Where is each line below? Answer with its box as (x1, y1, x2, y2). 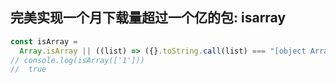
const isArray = (10, 36, 78, 47)
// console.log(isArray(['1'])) (10, 55, 145, 65)
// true (10, 64, 47, 75)
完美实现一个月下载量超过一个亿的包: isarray (10, 9, 287, 27)
